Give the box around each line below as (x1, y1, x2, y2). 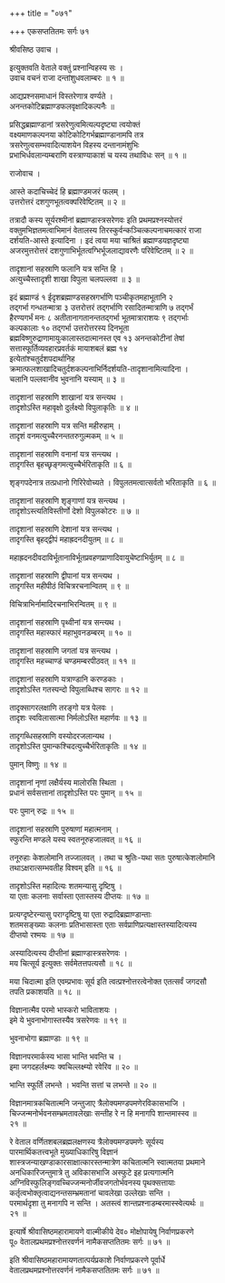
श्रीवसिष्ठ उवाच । (9, 45, 59, 55)
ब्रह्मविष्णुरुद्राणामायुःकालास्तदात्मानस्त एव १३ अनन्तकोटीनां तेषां (9, 333, 185, 344)
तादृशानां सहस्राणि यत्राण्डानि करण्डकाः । (9, 674, 124, 685)
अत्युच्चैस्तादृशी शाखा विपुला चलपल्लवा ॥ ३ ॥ (9, 274, 141, 285)
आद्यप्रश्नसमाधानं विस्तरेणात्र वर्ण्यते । (9, 91, 113, 101)
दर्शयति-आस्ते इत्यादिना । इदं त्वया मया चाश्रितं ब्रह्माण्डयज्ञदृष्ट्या (9, 236, 190, 246)
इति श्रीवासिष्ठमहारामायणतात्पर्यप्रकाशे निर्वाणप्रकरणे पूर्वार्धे (9, 1255, 166, 1265)
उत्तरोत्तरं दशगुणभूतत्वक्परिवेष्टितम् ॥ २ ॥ (9, 196, 125, 207)
